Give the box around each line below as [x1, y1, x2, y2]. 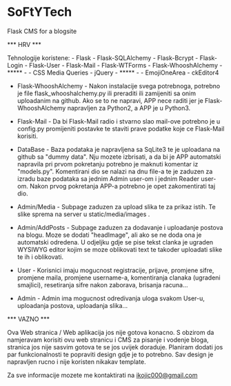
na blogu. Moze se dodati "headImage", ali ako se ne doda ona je [17, 231, 202, 239]
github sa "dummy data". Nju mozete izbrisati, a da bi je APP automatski [17, 153, 221, 161]
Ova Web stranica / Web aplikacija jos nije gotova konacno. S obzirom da [7, 328, 214, 336]
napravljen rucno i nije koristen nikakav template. [7, 357, 146, 366]
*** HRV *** [7, 40, 41, 48]
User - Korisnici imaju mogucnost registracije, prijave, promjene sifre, [17, 266, 214, 274]
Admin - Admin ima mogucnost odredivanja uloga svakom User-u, [17, 294, 205, 302]
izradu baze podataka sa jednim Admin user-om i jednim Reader [17, 174, 200, 183]
